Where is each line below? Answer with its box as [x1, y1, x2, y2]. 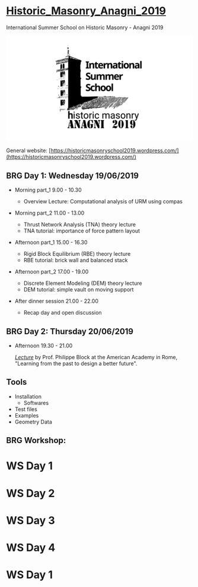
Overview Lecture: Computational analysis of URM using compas [23, 198, 183, 205]
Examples [14, 412, 39, 419]
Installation [14, 393, 42, 400]
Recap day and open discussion [23, 309, 102, 316]
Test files [14, 406, 37, 413]
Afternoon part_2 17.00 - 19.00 [14, 268, 89, 275]
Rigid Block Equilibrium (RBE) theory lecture [23, 250, 131, 258]
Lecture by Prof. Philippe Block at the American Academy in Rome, [14, 354, 178, 361]
